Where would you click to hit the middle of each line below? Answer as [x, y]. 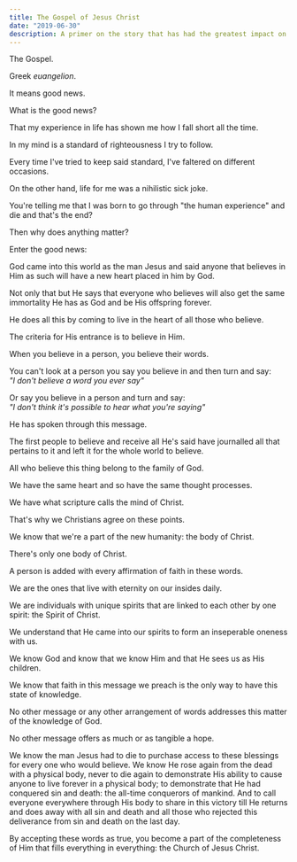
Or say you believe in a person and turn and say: [97, 398]
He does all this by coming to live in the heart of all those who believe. [137, 320]
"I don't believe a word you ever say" [76, 381]
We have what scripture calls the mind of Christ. [96, 502]
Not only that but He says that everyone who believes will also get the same [147, 293]
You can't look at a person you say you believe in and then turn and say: [140, 371]
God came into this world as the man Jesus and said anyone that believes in [147, 267]
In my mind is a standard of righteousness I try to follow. [111, 145]
